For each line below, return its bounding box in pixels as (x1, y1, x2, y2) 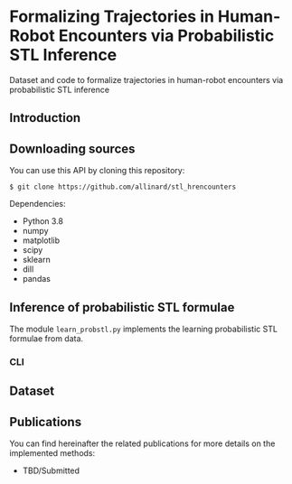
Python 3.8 (22, 216, 63, 227)
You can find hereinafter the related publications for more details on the (9, 438, 276, 449)
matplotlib (22, 235, 61, 246)
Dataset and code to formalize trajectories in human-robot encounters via (9, 74, 284, 85)
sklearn (22, 255, 52, 265)
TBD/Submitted (22, 465, 80, 476)
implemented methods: (9, 448, 96, 459)
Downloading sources (9, 141, 136, 156)
